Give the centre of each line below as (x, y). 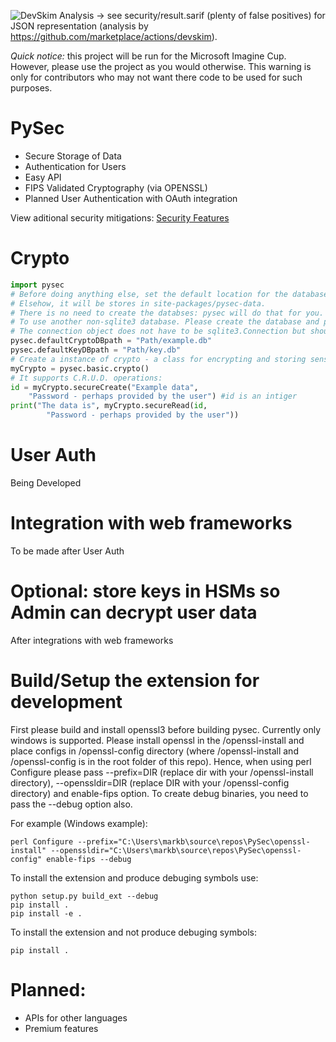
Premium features (61, 1028)
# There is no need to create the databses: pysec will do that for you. (167, 313)
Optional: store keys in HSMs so (145, 591)
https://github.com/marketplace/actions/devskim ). (114, 36)
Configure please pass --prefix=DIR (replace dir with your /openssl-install (162, 772)
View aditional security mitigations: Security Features (120, 217)
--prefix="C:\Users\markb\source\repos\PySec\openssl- (194, 841)
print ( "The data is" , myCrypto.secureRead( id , (109, 406)
